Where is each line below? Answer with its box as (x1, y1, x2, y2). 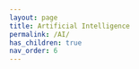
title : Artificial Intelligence (9, 22, 130, 30)
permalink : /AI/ (9, 30, 70, 39)
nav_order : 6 (9, 47, 58, 56)
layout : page (9, 13, 58, 22)
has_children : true (9, 38, 83, 47)
